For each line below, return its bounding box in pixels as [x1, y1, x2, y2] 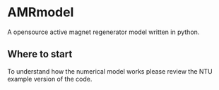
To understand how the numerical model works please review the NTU [7, 67, 213, 75]
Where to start [7, 48, 73, 60]
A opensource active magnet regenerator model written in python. [7, 28, 200, 36]
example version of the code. [7, 74, 93, 83]
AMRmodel [7, 4, 74, 21]
